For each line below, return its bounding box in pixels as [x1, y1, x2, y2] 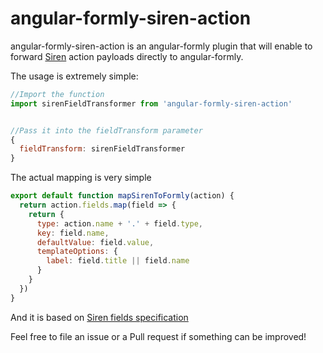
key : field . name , [36, 228, 110, 238]
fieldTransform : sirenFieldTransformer [19, 144, 186, 154]
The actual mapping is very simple [10, 172, 152, 184]
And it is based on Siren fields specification [10, 311, 189, 323]
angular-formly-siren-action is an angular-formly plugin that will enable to [10, 40, 313, 52]
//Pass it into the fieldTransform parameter [10, 125, 203, 136]
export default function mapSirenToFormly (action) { [10, 191, 235, 201]
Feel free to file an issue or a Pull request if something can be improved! [10, 330, 307, 342]
